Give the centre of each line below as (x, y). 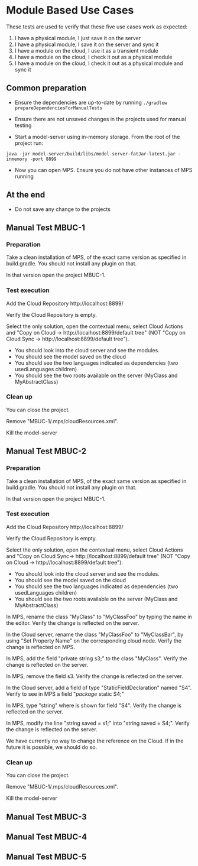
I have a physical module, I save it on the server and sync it (87, 44)
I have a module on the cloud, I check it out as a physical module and (99, 63)
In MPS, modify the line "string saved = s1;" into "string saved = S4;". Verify (98, 723)
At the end (26, 195)
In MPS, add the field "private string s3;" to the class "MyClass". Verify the (97, 658)
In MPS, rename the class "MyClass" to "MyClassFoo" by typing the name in (99, 617)
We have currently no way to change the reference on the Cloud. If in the (95, 741)
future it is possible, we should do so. (52, 747)
